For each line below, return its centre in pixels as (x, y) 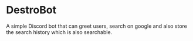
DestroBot (31, 10)
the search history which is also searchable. (59, 32)
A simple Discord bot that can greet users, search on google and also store (97, 26)
